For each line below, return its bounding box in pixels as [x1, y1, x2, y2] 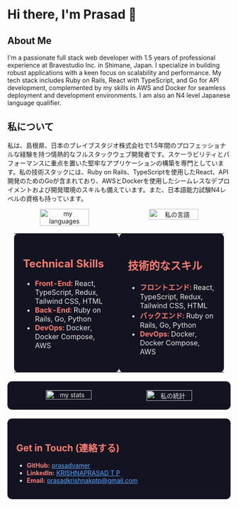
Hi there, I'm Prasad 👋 [7, 6, 137, 23]
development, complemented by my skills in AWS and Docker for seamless [7, 84, 226, 91]
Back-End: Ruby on [35, 305, 101, 315]
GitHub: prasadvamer [26, 461, 91, 470]
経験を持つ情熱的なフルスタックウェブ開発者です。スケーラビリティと [19, 150, 224, 158]
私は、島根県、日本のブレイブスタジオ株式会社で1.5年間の [7, 141, 177, 150]
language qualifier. [7, 99, 62, 107]
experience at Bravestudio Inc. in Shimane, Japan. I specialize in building [7, 61, 220, 69]
